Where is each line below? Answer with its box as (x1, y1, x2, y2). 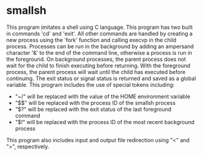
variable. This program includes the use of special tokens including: (6, 81, 175, 88)
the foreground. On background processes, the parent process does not (6, 55, 186, 63)
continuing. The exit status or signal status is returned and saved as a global (6, 75, 197, 82)
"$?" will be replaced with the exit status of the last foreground (15, 105, 172, 113)
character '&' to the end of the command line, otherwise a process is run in (6, 49, 192, 56)
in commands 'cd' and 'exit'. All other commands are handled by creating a (6, 30, 193, 37)
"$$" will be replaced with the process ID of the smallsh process (15, 99, 176, 106)
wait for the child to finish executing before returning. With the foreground (6, 61, 191, 69)
